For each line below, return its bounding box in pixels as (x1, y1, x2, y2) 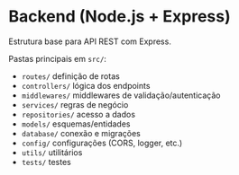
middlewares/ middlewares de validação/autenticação (21, 90, 221, 101)
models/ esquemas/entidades (21, 118, 131, 129)
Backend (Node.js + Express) (8, 6, 231, 27)
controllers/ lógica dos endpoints (21, 80, 151, 91)
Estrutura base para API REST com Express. (8, 36, 172, 47)
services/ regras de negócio (21, 99, 129, 109)
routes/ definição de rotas (21, 70, 121, 82)
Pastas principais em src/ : (8, 53, 107, 64)
